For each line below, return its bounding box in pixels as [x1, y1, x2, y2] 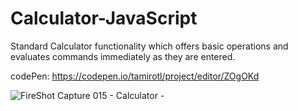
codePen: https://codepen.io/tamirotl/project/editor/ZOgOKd [10, 70, 260, 82]
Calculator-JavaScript [10, 7, 198, 30]
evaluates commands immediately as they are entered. [10, 50, 236, 62]
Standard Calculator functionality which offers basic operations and [10, 40, 289, 52]
